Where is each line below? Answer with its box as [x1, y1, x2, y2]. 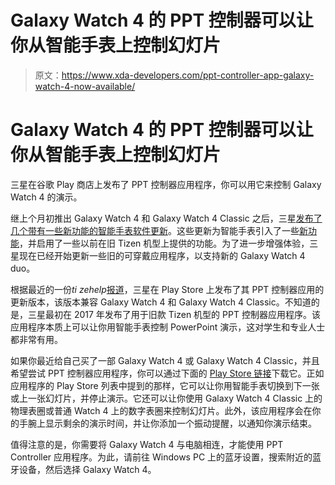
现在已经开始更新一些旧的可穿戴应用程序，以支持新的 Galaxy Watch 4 [18, 249, 306, 261]
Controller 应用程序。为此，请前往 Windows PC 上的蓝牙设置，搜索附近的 [10, 451, 313, 463]
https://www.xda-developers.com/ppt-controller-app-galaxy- [61, 69, 315, 81]
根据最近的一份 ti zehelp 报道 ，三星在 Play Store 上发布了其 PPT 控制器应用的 [10, 283, 325, 295]
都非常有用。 [10, 333, 63, 345]
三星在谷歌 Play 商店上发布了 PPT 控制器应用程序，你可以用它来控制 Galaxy [10, 178, 322, 190]
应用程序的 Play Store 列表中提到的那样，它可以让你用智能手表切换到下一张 [10, 379, 320, 391]
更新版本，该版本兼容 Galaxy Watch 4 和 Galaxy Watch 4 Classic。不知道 [10, 296, 312, 308]
